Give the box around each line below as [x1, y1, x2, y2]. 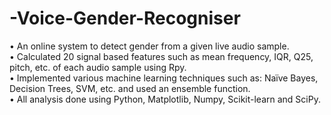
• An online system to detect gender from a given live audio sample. [9, 40, 290, 52]
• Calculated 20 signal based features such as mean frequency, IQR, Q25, [9, 50, 314, 62]
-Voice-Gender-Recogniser [9, 7, 241, 30]
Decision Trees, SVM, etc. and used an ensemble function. [9, 82, 251, 94]
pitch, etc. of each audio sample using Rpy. [9, 61, 187, 73]
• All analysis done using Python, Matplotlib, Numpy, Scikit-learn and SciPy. [9, 93, 321, 105]
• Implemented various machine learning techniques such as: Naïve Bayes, [9, 72, 319, 84]
